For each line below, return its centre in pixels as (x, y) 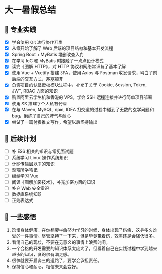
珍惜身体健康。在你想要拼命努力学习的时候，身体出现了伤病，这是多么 (82, 230)
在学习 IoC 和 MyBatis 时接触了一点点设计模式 (58, 61)
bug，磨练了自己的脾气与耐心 (41, 116)
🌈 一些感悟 (20, 217)
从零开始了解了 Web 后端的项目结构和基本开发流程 (62, 48)
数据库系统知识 (27, 194)
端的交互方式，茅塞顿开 (40, 79)
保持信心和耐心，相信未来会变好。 (46, 266)
